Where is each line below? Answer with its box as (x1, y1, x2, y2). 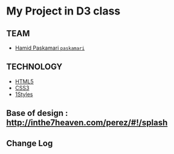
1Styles (14, 91, 33, 98)
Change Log (6, 138, 53, 149)
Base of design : (6, 108, 68, 118)
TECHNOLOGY (6, 62, 63, 72)
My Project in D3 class (6, 4, 121, 18)
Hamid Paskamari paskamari (14, 44, 85, 51)
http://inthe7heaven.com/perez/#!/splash (6, 118, 168, 128)
